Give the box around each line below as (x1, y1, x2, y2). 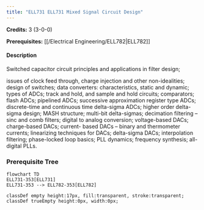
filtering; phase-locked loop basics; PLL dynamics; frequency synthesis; (6, 135, 188, 143)
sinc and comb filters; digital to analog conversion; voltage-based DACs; (6, 116, 189, 123)
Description (6, 51, 37, 59)
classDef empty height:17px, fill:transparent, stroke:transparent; (6, 193, 184, 199)
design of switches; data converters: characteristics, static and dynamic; (6, 83, 189, 91)
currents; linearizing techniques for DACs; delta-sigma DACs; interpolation (6, 129, 194, 137)
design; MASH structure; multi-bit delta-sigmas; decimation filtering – (23, 110, 198, 117)
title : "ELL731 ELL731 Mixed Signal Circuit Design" (6, 9, 144, 15)
